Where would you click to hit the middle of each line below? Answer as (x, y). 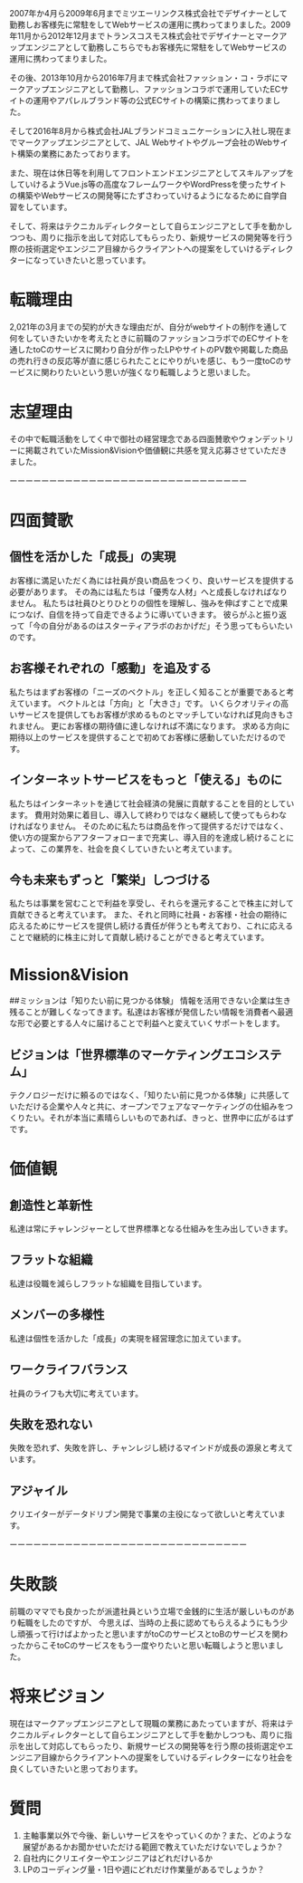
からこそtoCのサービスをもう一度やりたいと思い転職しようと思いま (150, 1646)
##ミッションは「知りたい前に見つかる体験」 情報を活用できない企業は (142, 1001)
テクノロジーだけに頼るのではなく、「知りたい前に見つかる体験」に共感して (150, 1095)
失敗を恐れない (51, 1424)
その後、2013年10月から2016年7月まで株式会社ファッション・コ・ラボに (145, 78)
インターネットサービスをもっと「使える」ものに (146, 780)
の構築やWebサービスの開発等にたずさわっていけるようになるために (137, 196)
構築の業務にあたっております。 (76, 154)
